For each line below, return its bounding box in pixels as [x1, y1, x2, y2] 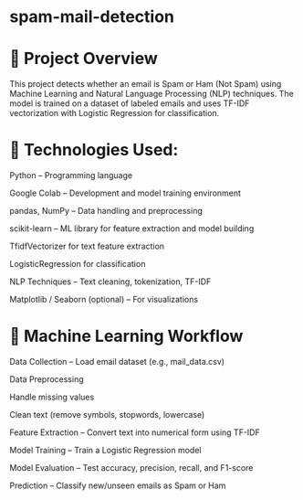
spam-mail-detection [9, 6, 175, 27]
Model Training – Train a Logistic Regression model [9, 445, 202, 455]
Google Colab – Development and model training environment [9, 187, 242, 198]
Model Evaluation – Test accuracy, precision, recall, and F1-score [9, 463, 254, 473]
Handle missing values [9, 391, 95, 402]
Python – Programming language [9, 170, 133, 181]
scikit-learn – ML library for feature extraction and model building [9, 223, 255, 234]
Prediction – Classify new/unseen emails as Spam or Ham [9, 480, 226, 491]
